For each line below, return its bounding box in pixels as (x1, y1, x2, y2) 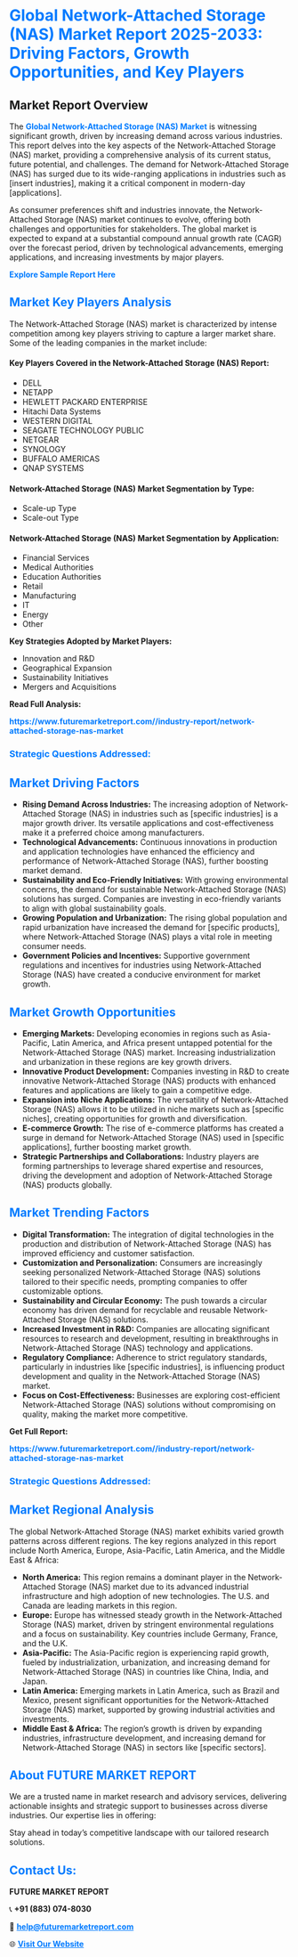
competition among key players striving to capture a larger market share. (9, 328, 276, 338)
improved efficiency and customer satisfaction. (21, 1247, 196, 1258)
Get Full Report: (9, 1425, 68, 1436)
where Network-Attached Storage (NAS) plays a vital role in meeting (21, 931, 273, 942)
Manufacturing (21, 590, 77, 601)
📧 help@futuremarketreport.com (9, 1921, 134, 1932)
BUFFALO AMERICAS (21, 453, 101, 464)
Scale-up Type (21, 503, 77, 514)
